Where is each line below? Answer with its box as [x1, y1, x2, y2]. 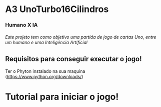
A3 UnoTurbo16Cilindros [5, 4, 109, 15]
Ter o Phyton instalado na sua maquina [5, 68, 85, 74]
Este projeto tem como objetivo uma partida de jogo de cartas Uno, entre [5, 34, 156, 40]
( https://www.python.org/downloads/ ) [5, 73, 83, 79]
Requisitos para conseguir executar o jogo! [5, 55, 142, 63]
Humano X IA [5, 22, 38, 29]
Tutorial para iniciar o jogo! [5, 91, 119, 102]
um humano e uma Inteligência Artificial [5, 39, 87, 45]
